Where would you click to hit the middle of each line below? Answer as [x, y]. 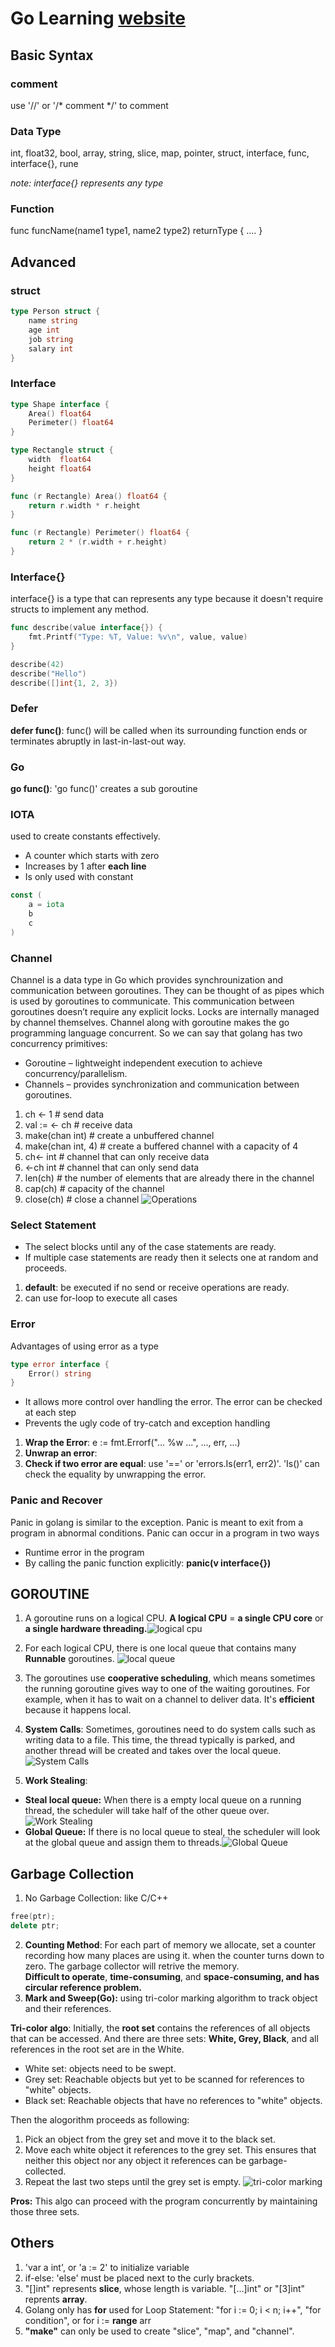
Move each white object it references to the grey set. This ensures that [170, 2149]
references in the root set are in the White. [97, 2049]
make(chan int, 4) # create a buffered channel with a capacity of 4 [161, 1146]
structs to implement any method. [80, 609]
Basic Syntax [52, 55]
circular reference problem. [83, 1987]
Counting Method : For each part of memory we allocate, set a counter [170, 1944]
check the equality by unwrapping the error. [115, 1474]
